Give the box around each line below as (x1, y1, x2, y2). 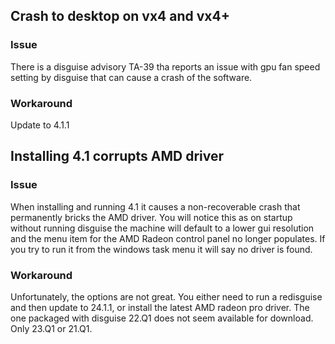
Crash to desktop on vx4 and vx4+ (10, 8, 230, 25)
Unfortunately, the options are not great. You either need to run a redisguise (10, 290, 323, 303)
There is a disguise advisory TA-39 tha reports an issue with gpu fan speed (10, 60, 321, 73)
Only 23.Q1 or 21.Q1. (10, 322, 93, 334)
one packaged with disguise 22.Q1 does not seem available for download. (10, 312, 314, 324)
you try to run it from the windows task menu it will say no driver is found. (10, 243, 313, 255)
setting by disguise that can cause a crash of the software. (10, 71, 253, 83)
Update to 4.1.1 (10, 119, 70, 131)
